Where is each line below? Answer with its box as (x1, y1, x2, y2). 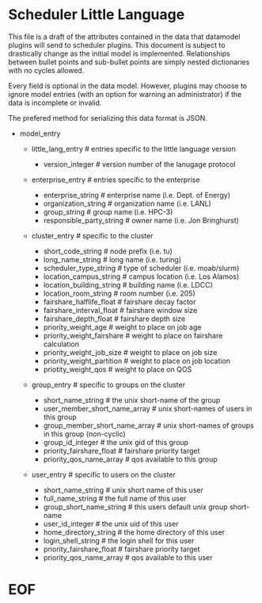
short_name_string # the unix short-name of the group (43, 395, 221, 404)
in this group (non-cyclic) (43, 429, 126, 439)
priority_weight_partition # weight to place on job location (43, 356, 231, 365)
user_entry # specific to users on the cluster (31, 470, 176, 479)
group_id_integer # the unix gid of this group (43, 437, 188, 446)
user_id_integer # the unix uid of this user (43, 519, 180, 528)
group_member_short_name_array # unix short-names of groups (43, 420, 255, 430)
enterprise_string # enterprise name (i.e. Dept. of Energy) (43, 190, 231, 199)
